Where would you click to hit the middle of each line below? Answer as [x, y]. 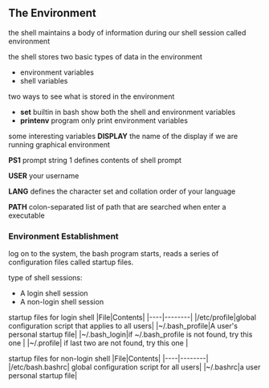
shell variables [44, 80]
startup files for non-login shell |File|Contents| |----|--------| [108, 359]
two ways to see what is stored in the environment [92, 96]
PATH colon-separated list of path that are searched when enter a [117, 206]
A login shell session [54, 293]
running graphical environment [59, 145]
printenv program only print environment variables [104, 120]
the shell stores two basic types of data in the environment [106, 56]
